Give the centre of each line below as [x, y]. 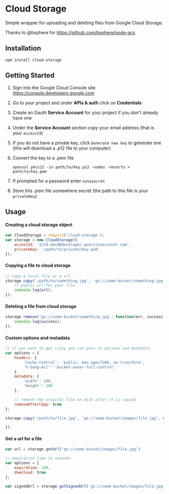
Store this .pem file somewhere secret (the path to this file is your [80, 191]
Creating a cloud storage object [39, 224]
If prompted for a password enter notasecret [59, 181]
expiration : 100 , [32, 468]
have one [22, 118]
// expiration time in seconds [38, 458]
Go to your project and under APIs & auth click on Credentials [77, 103]
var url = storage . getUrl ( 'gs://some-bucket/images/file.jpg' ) [73, 449]
